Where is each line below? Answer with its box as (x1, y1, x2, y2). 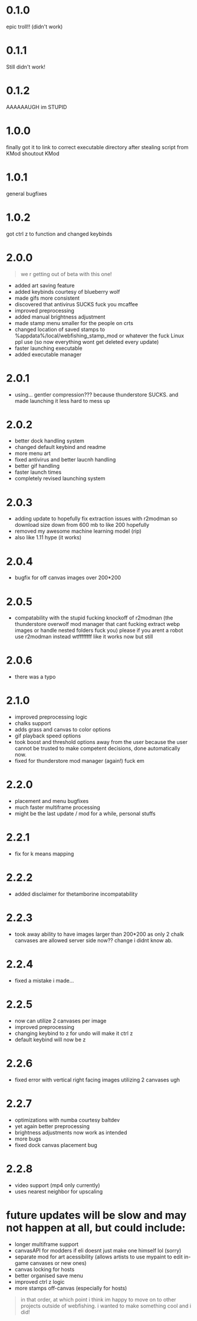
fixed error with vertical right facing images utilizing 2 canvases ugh (14, 1076, 180, 1083)
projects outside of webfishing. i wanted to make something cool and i (20, 1302, 192, 1309)
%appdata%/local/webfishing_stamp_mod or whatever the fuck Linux (14, 332, 185, 339)
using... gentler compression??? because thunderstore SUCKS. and (14, 391, 179, 398)
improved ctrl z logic (14, 1278, 65, 1285)
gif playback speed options (14, 732, 81, 739)
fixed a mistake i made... (14, 977, 74, 984)
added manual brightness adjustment (14, 313, 106, 320)
